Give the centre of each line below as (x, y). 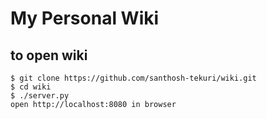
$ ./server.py (40, 96)
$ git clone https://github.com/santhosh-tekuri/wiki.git (133, 78)
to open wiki (49, 55)
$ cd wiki (31, 87)
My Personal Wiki (85, 18)
